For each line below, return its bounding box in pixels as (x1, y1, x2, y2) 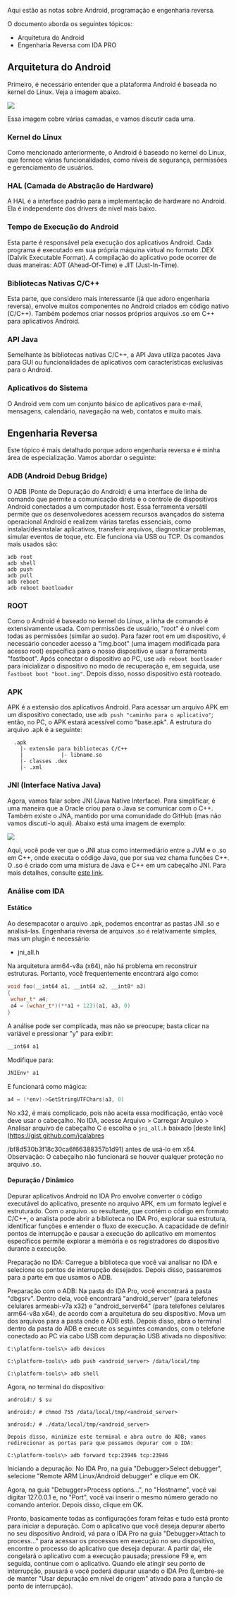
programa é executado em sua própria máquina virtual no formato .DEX (7, 245, 215, 254)
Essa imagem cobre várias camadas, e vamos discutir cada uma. (7, 114, 196, 123)
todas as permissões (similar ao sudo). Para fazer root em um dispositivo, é (7, 632, 227, 640)
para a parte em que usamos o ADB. (7, 1273, 113, 1281)
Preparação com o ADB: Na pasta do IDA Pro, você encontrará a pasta (7, 1286, 212, 1295)
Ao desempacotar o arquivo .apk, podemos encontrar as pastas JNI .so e (7, 919, 220, 928)
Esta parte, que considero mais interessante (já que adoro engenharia (7, 295, 210, 302)
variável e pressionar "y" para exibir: (7, 1030, 113, 1038)
